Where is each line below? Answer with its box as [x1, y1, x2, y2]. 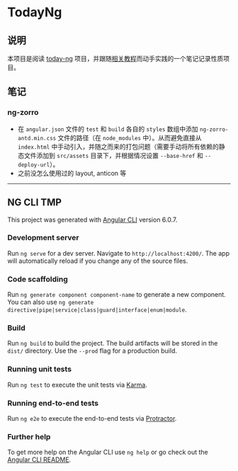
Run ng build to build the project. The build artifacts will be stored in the [7, 339, 218, 348]
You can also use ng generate [7, 298, 94, 307]
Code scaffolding [7, 274, 69, 284]
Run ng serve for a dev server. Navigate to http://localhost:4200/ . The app [7, 249, 230, 257]
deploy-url [17, 161, 50, 169]
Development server [7, 233, 79, 243]
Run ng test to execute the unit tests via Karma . [7, 380, 147, 389]
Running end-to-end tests [7, 398, 99, 408]
